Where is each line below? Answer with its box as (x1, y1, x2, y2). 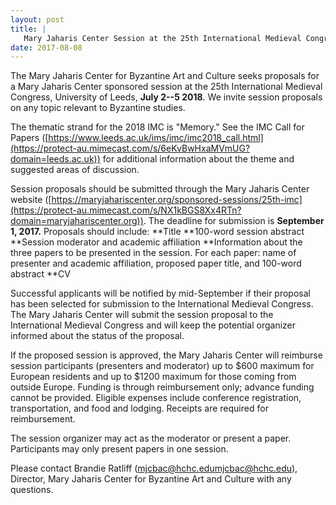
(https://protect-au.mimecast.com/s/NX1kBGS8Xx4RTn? (10, 204, 242, 216)
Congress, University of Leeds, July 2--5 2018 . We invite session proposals (10, 91, 323, 103)
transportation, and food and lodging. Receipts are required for (10, 402, 269, 415)
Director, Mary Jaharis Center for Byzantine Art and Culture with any (10, 473, 292, 485)
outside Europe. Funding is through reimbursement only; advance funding (10, 381, 315, 393)
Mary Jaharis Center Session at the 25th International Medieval (23, 33, 302, 43)
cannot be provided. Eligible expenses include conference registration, (10, 392, 302, 404)
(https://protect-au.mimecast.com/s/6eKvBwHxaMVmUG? (10, 142, 251, 155)
